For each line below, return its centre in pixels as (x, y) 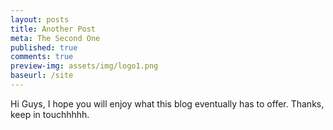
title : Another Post (53, 29)
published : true (44, 47)
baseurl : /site (42, 76)
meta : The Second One (55, 38)
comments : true (42, 57)
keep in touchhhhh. (50, 114)
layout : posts (40, 19)
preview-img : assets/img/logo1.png (84, 66)
